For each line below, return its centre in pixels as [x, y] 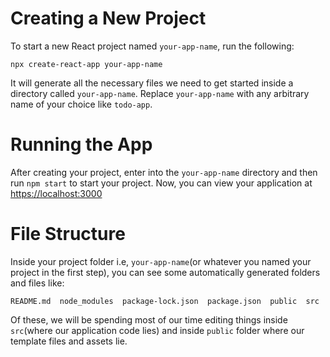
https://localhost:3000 [56, 193]
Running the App [81, 144]
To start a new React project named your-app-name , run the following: [152, 46]
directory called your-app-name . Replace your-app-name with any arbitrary [160, 93]
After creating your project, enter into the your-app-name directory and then [164, 172]
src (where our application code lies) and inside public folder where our [157, 330]
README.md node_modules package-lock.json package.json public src [165, 301]
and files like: [37, 283]
